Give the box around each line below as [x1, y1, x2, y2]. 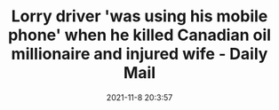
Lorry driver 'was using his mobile [11, 6, 268, 27]
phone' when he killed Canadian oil [7, 25, 272, 45]
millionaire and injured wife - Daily [11, 44, 268, 64]
